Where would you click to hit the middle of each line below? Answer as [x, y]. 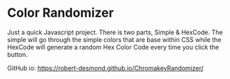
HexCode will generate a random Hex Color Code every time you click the [113, 47]
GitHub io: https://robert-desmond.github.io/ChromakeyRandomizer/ [105, 68]
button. [17, 55]
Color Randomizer [61, 13]
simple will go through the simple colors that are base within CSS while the [114, 39]
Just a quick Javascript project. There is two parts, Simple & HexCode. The [115, 32]
